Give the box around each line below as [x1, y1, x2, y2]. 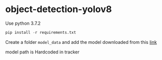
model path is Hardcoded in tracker [5, 49, 80, 55]
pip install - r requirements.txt [5, 30, 76, 35]
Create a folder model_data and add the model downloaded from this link [5, 39, 157, 45]
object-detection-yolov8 [5, 4, 112, 15]
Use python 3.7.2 [5, 20, 41, 26]
